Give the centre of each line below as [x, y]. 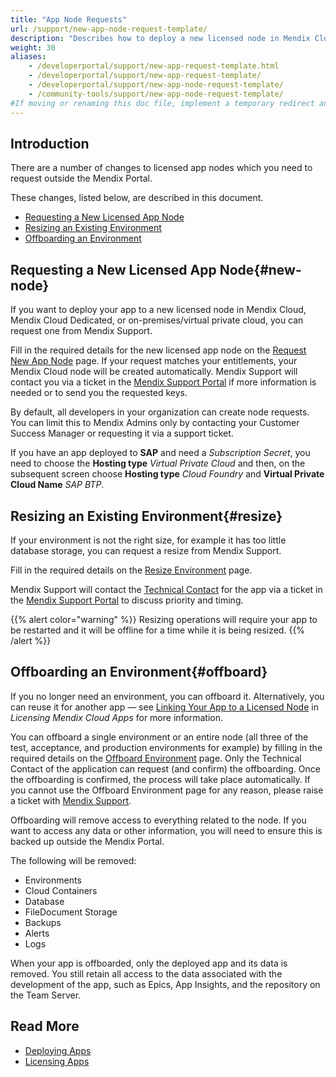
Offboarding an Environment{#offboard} [139, 672]
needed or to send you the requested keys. [99, 393]
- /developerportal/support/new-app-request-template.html [154, 66]
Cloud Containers [61, 890]
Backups [43, 922]
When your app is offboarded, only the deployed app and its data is [149, 963]
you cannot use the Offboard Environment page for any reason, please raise [167, 790]
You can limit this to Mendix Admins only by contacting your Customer [155, 423]
